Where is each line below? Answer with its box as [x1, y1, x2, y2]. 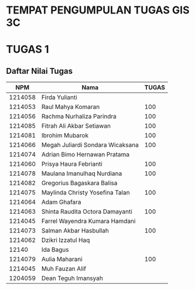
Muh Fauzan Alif [41, 265, 87, 273]
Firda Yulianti [41, 93, 77, 101]
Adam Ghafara [41, 198, 81, 206]
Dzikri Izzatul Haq [41, 236, 90, 244]
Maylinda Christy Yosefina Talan [41, 189, 130, 197]
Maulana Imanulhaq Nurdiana [41, 169, 122, 178]
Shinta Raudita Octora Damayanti [41, 207, 133, 216]
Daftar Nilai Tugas [6, 66, 73, 76]
